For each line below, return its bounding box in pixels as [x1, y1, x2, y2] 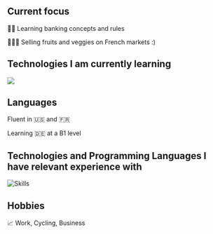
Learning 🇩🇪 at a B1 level [7, 129, 82, 137]
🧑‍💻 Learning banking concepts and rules [7, 24, 125, 32]
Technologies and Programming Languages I [7, 150, 207, 162]
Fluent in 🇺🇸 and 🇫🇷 [7, 115, 70, 123]
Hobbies [7, 200, 46, 212]
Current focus [7, 6, 70, 18]
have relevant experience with [7, 160, 142, 172]
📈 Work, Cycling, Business [7, 219, 85, 227]
